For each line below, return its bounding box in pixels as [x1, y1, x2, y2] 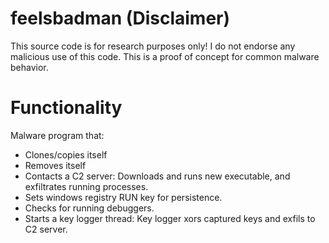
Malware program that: [10, 129, 105, 141]
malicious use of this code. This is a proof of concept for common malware [10, 50, 320, 62]
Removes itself [24, 159, 87, 171]
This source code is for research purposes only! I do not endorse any [10, 40, 296, 52]
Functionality [10, 97, 123, 119]
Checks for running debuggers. [24, 202, 155, 214]
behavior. [10, 61, 49, 73]
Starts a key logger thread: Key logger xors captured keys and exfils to [24, 212, 316, 224]
